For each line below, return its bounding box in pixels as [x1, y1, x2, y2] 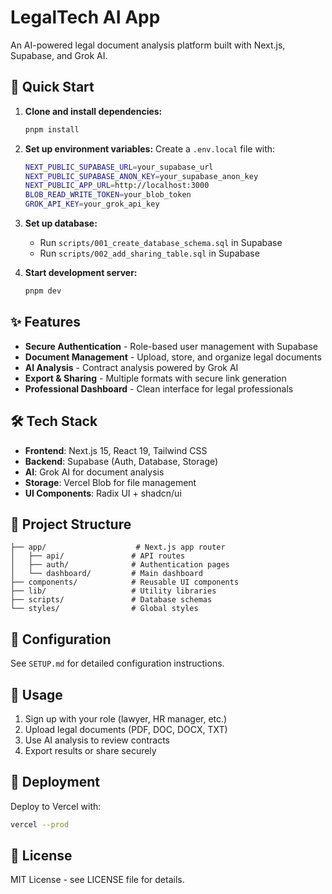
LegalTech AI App [10, 6, 161, 29]
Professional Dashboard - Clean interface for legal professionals [24, 382, 294, 395]
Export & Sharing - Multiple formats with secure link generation [24, 372, 287, 384]
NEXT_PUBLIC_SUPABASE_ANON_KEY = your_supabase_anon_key [24, 171, 259, 181]
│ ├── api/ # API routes [10, 551, 186, 561]
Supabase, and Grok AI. [10, 49, 108, 61]
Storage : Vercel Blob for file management [24, 476, 197, 488]
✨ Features [10, 314, 81, 331]
